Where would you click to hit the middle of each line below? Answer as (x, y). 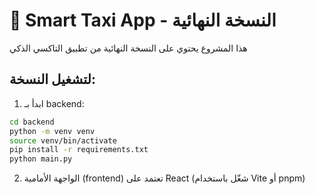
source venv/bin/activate (63, 140)
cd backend (32, 122)
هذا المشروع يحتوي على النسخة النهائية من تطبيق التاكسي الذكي (128, 48)
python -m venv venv (52, 131)
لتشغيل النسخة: (52, 79)
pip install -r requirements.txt (79, 150)
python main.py (41, 159)
